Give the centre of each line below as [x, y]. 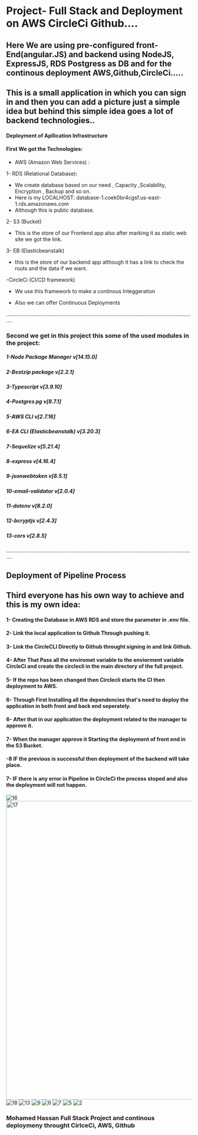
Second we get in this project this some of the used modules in [98, 336]
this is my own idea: [43, 604]
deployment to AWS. [32, 686]
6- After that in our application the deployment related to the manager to [97, 719]
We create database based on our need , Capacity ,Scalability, [90, 185]
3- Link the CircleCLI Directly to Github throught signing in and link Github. [99, 647]
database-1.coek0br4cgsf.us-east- [119, 197]
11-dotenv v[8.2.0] [29, 506]
